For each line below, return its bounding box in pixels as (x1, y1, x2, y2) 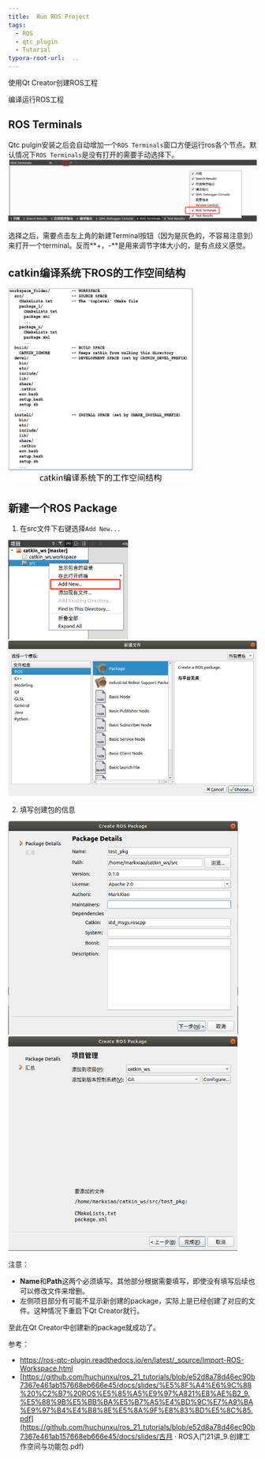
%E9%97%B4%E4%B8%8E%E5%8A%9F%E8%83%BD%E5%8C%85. (19, 1405, 253, 1415)
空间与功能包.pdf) (26, 1441, 84, 1451)
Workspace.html (19, 1364, 73, 1373)
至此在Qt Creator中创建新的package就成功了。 (8, 1322, 160, 1332)
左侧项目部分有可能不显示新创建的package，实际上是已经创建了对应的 (19, 1296, 248, 1305)
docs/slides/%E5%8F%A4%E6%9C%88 (118, 1380, 252, 1390)
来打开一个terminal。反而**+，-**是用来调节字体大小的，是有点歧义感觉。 (8, 241, 250, 250)
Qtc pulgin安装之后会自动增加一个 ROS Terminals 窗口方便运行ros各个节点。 (8, 140, 250, 149)
